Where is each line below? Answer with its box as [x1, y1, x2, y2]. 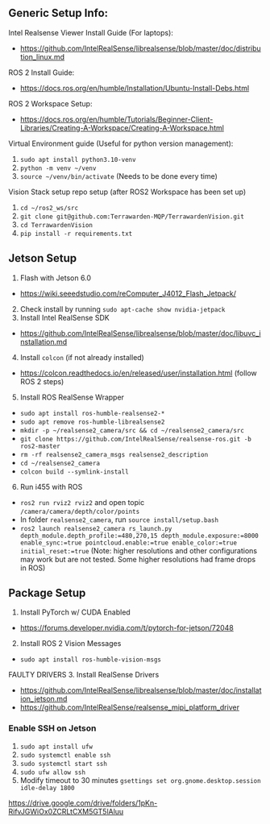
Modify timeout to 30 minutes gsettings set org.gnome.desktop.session [19, 775, 261, 785]
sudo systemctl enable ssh [19, 751, 111, 760]
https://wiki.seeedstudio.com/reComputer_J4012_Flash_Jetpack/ [19, 288, 236, 298]
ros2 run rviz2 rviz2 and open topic [19, 497, 145, 507]
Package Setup [8, 586, 86, 600]
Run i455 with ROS [19, 482, 83, 491]
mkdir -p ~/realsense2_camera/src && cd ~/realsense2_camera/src [19, 426, 244, 434]
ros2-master [19, 442, 60, 450]
